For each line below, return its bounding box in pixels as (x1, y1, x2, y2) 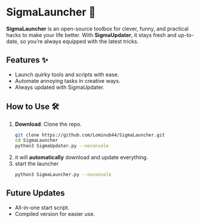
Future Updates (6, 188, 65, 199)
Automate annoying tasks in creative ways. (14, 77, 121, 84)
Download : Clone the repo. (14, 120, 82, 128)
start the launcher (14, 160, 59, 168)
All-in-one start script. (14, 204, 70, 211)
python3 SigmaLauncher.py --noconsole (14, 172, 112, 178)
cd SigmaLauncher (14, 137, 59, 144)
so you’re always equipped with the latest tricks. (20, 38, 139, 45)
